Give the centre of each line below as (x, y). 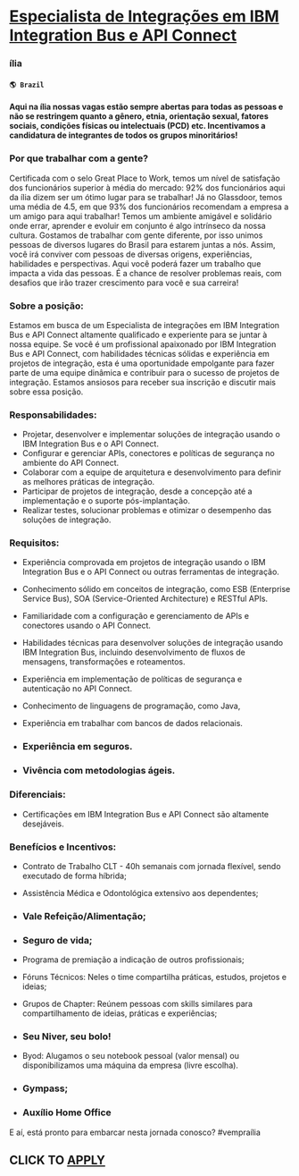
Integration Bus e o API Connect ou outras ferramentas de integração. (150, 572)
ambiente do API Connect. (71, 463)
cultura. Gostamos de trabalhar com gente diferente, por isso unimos (136, 235)
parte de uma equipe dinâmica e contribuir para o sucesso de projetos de (145, 372)
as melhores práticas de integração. (88, 482)
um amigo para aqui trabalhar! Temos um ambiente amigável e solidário (141, 216)
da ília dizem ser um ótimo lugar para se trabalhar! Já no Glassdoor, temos (146, 197)
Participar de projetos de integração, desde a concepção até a (137, 491)
